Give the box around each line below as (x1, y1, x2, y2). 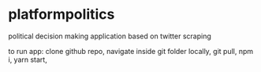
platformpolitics (8, 5, 115, 23)
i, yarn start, (8, 55, 47, 64)
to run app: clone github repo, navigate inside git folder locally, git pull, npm (8, 46, 254, 56)
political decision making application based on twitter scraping (8, 31, 211, 41)
